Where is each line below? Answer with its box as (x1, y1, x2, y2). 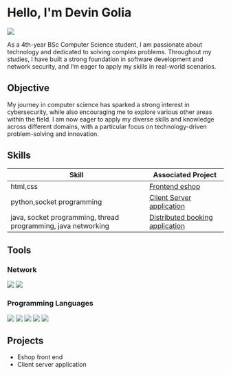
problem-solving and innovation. (7, 129, 100, 138)
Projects (7, 334, 44, 346)
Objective (7, 82, 50, 94)
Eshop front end (16, 353, 63, 361)
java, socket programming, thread (10, 212, 120, 222)
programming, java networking (10, 221, 110, 231)
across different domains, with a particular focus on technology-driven (7, 122, 208, 130)
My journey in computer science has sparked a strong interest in (7, 100, 190, 109)
